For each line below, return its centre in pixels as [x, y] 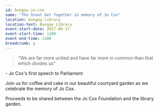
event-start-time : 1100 [31, 34]
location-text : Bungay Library [39, 24]
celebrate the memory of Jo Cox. [40, 88]
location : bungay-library [33, 19]
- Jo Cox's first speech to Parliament [44, 73]
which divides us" [37, 63]
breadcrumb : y [21, 43]
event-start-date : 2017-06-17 [38, 29]
